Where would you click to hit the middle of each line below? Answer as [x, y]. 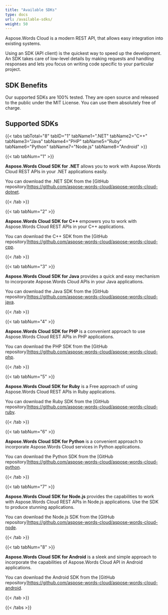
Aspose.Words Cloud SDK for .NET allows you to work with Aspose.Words [83, 166]
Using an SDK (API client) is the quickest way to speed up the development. [83, 53]
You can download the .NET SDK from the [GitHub [57, 181]
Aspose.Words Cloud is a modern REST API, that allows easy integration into [84, 38]
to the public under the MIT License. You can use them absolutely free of [81, 103]
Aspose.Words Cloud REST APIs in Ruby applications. [61, 392]
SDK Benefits [26, 85]
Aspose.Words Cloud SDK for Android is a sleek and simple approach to [81, 557]
